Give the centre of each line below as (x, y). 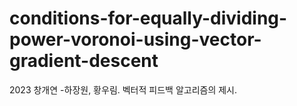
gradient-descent (84, 61)
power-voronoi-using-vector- (135, 39)
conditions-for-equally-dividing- (148, 18)
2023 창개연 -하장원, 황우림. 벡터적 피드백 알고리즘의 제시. (123, 89)
